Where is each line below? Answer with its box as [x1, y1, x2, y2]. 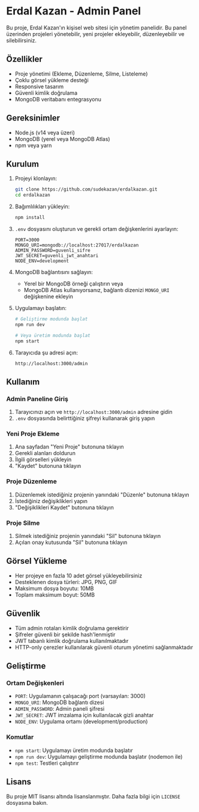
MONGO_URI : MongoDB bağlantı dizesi [14, 699, 104, 706]
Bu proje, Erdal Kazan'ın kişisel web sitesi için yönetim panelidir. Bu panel [6, 24, 187, 31]
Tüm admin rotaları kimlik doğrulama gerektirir [14, 624, 129, 631]
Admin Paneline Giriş [6, 395, 69, 403]
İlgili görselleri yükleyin [14, 456, 72, 463]
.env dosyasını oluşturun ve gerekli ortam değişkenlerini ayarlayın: [14, 225, 179, 232]
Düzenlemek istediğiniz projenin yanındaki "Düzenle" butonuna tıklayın [14, 491, 190, 498]
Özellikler [6, 54, 43, 64]
